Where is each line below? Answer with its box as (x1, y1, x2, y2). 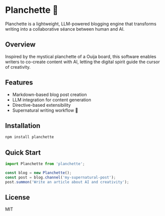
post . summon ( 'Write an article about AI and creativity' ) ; (5, 179, 129, 184)
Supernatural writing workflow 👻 (12, 107, 78, 113)
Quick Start (5, 148, 41, 157)
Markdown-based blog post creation (12, 91, 87, 97)
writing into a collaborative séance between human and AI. (5, 26, 125, 32)
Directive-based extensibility (12, 102, 71, 108)
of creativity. (5, 64, 31, 70)
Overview (5, 41, 36, 49)
